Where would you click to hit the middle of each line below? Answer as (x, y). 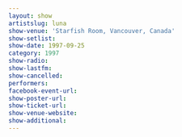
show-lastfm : (30, 68)
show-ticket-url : (38, 106)
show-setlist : (32, 38)
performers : (28, 83)
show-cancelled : (36, 76)
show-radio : (28, 61)
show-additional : (38, 121)
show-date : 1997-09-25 (47, 46)
